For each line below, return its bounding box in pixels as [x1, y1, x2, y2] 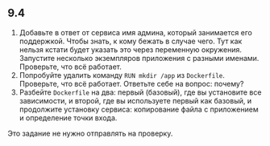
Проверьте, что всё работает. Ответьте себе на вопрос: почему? [19, 79, 244, 88]
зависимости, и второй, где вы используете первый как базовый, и [19, 95, 251, 105]
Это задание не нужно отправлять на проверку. [7, 128, 173, 138]
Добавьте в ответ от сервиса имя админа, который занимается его [19, 27, 253, 37]
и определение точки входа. [19, 112, 118, 123]
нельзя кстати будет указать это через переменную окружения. [19, 44, 243, 55]
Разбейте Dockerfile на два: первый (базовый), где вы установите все [19, 87, 262, 97]
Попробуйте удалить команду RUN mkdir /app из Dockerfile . [19, 70, 225, 79]
